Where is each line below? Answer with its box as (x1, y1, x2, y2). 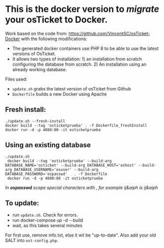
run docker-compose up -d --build (12, 217, 83, 223)
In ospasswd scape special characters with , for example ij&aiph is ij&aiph (5, 184, 158, 190)
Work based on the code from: (5, 30, 68, 36)
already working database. (12, 66, 67, 73)
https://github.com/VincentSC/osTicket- (68, 30, 150, 36)
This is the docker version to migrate (5, 3, 160, 15)
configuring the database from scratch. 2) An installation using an (12, 61, 147, 67)
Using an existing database (5, 141, 91, 150)
